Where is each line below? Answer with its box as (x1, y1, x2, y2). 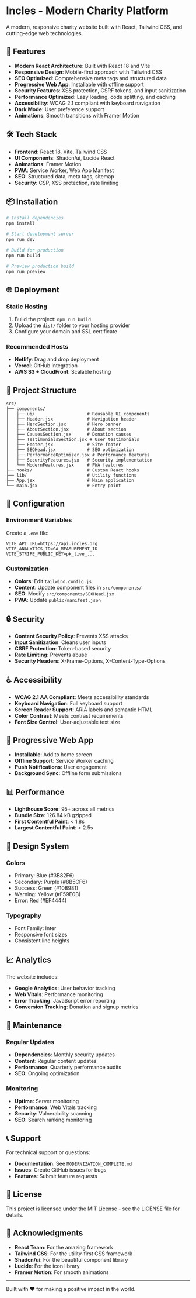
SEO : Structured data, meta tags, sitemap (14, 173, 115, 180)
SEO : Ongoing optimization (14, 1069, 80, 1077)
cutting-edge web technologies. (6, 29, 83, 36)
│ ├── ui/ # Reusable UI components (6, 411, 150, 417)
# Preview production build (6, 263, 75, 269)
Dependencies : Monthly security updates (14, 1051, 116, 1058)
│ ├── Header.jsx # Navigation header (6, 416, 137, 422)
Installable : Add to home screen (14, 750, 92, 758)
